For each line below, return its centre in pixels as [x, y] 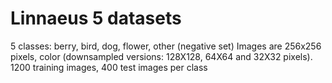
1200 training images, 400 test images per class [109, 67]
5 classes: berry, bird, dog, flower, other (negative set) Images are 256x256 [166, 46]
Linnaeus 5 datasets [96, 18]
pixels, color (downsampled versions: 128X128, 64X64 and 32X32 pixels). [161, 56]
